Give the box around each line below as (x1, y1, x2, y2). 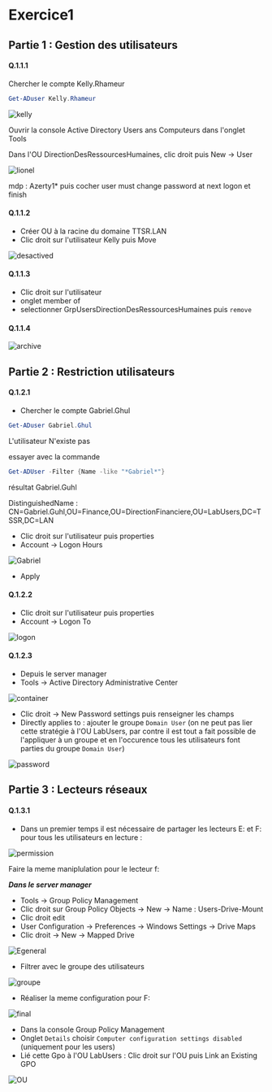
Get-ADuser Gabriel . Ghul (8, 421, 93, 429)
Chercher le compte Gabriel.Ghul (19, 405, 131, 415)
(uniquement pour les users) (19, 1042, 116, 1051)
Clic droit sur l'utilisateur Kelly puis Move (19, 234, 157, 245)
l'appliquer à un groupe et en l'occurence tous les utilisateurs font (19, 735, 241, 745)
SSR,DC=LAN (8, 515, 54, 525)
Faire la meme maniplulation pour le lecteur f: (8, 864, 160, 873)
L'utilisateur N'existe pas (8, 436, 91, 446)
